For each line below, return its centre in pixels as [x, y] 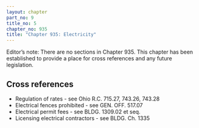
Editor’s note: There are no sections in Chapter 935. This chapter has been [100, 52]
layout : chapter [27, 12]
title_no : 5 [21, 23]
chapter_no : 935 [27, 29]
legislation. [20, 65]
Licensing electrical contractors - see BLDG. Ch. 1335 [82, 118]
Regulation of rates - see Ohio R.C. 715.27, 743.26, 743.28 [87, 99]
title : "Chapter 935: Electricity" [51, 35]
